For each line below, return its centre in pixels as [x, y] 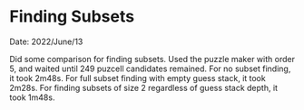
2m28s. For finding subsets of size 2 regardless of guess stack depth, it [144, 87]
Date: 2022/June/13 [46, 41]
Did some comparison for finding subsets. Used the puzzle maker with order [152, 59]
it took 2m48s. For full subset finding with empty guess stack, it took [137, 78]
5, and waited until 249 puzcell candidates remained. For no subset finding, [150, 69]
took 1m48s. [32, 97]
